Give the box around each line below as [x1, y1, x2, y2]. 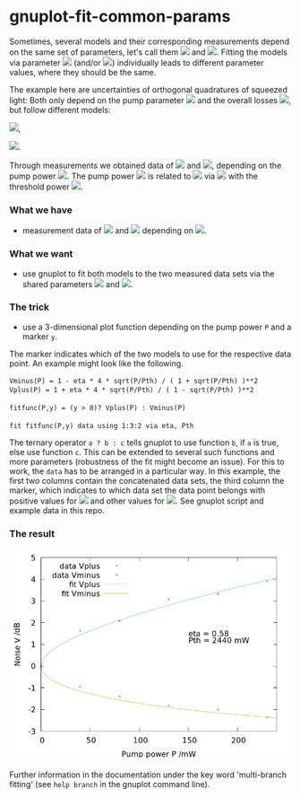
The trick [9, 301, 49, 313]
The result [9, 527, 56, 539]
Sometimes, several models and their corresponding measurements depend [9, 36, 289, 47]
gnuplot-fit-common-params [9, 6, 231, 27]
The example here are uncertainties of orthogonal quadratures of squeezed [9, 83, 288, 95]
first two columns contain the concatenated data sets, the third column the [9, 475, 285, 486]
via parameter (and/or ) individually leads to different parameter [9, 57, 264, 68]
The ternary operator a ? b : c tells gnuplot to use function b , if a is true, [9, 437, 279, 448]
